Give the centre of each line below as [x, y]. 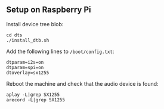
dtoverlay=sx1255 [28, 73]
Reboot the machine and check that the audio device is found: [83, 83]
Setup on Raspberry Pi [49, 10]
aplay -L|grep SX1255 [33, 95]
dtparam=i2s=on [25, 62]
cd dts [14, 35]
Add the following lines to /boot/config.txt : [60, 51]
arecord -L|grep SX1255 [36, 100]
